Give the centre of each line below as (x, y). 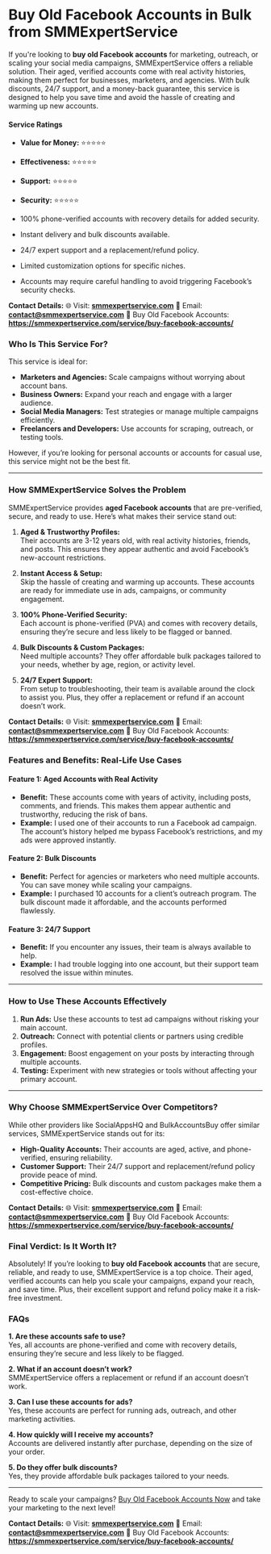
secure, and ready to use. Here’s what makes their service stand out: (123, 516)
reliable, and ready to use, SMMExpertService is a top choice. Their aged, (131, 1272)
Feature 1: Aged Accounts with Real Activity (83, 779)
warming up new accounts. (54, 106)
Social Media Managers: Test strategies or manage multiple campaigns (139, 411)
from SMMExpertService (93, 32)
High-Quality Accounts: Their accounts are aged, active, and (123, 1149)
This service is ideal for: (48, 361)
